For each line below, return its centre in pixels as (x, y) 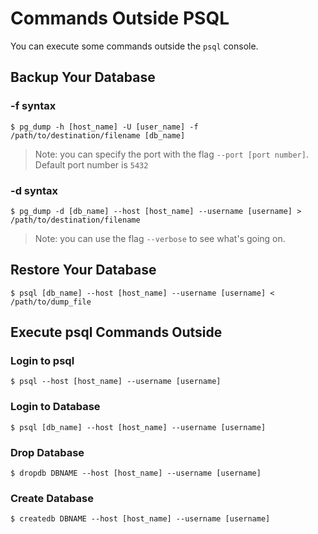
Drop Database (47, 452)
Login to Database (55, 407)
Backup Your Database (83, 77)
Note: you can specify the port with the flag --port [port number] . (171, 154)
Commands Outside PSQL (120, 18)
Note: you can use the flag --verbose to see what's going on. (160, 238)
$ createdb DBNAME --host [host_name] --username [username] (140, 519)
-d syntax (34, 190)
